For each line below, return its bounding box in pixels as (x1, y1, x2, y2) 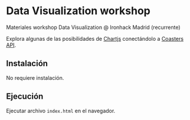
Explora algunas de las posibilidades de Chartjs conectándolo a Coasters (6, 35, 184, 42)
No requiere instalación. (6, 74, 64, 81)
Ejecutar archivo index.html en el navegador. (6, 107, 116, 114)
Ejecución (6, 92, 44, 102)
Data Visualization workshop (6, 4, 150, 18)
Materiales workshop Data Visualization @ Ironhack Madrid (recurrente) (6, 24, 181, 31)
